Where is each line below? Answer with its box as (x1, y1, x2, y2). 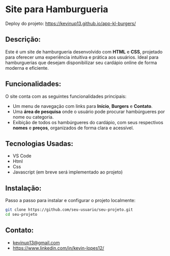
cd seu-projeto (5, 212, 38, 217)
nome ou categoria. (12, 113, 54, 120)
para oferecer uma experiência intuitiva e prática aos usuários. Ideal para (5, 54, 159, 60)
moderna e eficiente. (5, 65, 49, 71)
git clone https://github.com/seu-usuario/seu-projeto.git (5, 207, 133, 212)
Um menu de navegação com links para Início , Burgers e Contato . (12, 103, 153, 109)
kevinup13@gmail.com (12, 239, 60, 245)
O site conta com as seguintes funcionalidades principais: (5, 93, 127, 99)
